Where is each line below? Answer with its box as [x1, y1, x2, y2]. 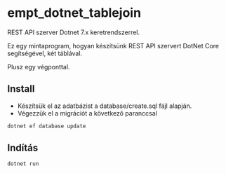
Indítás [7, 142, 39, 154]
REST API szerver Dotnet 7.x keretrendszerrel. [7, 28, 140, 36]
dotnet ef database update [7, 123, 86, 130]
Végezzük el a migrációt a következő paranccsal [17, 109, 158, 117]
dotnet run [7, 160, 39, 167]
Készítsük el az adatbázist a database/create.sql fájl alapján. [17, 102, 192, 110]
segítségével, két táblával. [7, 49, 83, 57]
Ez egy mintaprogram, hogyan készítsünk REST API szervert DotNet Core [7, 41, 220, 50]
